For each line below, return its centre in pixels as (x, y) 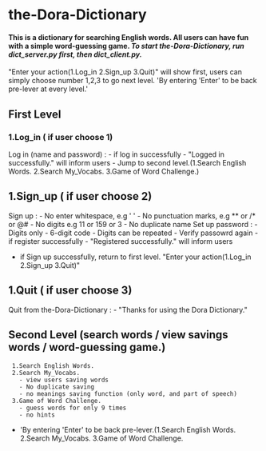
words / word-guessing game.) (87, 347)
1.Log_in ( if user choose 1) (61, 137)
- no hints (37, 415)
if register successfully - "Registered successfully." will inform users (121, 241)
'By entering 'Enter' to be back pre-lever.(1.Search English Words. (128, 429)
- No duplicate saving (56, 387)
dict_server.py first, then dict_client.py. (75, 54)
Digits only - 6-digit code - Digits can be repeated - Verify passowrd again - (133, 233)
